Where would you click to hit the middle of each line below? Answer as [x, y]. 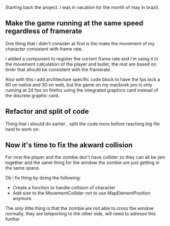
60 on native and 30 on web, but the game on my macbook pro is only [79, 85]
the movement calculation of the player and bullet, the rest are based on [81, 64]
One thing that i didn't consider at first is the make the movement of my [80, 43]
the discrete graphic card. [32, 95]
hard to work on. [22, 129]
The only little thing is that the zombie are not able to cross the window [80, 208]
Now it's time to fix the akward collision [69, 145]
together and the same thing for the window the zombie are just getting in [82, 163]
